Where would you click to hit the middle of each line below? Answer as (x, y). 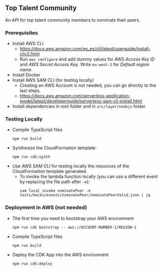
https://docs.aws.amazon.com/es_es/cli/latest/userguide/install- (85, 49)
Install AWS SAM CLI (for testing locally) (53, 80)
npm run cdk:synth (31, 157)
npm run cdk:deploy (32, 264)
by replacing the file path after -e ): (55, 182)
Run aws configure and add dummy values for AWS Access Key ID (87, 59)
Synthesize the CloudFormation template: (54, 148)
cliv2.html (30, 54)
